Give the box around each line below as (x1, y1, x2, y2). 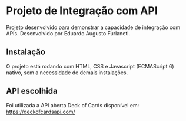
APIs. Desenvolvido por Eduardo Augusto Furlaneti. (6, 30, 131, 37)
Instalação (6, 47, 46, 57)
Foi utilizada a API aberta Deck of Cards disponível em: (6, 102, 139, 109)
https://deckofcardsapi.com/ (6, 108, 75, 115)
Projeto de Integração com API (6, 4, 158, 18)
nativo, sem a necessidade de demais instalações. (6, 69, 128, 76)
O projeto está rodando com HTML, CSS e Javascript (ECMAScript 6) (6, 63, 175, 70)
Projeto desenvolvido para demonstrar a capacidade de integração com (6, 24, 181, 31)
